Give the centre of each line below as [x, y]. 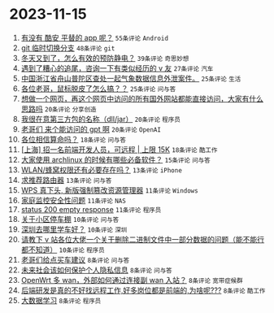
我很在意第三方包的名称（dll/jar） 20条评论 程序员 [101, 119]
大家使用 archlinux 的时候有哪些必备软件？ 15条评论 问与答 [115, 159]
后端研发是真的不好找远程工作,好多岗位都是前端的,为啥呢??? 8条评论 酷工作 [143, 290]
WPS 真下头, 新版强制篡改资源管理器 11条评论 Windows [109, 190]
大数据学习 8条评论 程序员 [61, 300]
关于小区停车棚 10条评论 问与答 [70, 219]
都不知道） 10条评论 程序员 [63, 250]
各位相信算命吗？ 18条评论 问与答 [74, 139]
